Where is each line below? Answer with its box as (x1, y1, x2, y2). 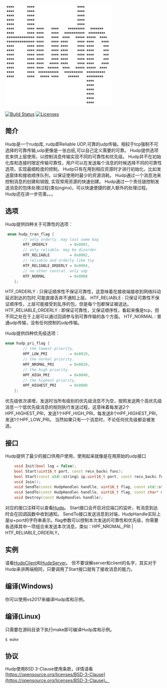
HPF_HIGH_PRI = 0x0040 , (23, 372, 90, 377)
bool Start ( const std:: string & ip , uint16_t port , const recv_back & (14, 474, 157, 479)
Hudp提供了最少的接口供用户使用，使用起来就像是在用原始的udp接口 (5, 453, 147, 459)
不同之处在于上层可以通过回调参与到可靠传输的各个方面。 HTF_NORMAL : (5, 314, 156, 320)
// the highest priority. (23, 378, 77, 383)
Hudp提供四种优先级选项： (5, 331, 60, 337)
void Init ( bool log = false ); (14, 463, 77, 469)
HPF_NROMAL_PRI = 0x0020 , (23, 362, 90, 367)
